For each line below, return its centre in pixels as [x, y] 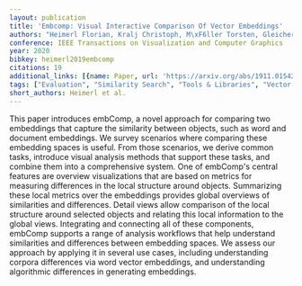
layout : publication [48, 18]
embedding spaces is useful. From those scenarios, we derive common [142, 147]
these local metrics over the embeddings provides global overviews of [139, 195]
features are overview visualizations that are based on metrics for [131, 175]
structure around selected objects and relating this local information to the [147, 214]
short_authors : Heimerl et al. [68, 93]
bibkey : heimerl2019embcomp [62, 59]
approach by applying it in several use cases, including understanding [139, 252]
